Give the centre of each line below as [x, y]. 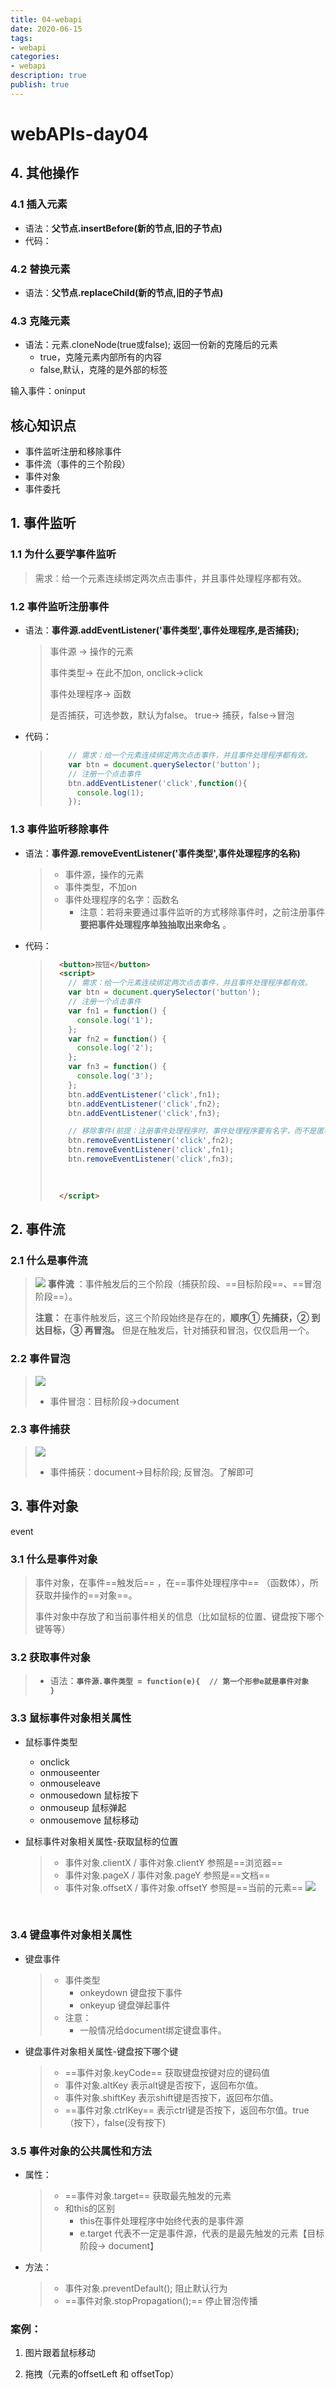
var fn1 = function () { [117, 1011]
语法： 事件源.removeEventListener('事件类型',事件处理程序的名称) [162, 853]
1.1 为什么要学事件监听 [63, 554]
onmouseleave [70, 1783]
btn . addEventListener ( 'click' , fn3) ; [144, 1113]
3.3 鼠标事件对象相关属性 [71, 1718]
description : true [48, 76]
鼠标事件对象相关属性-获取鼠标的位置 [101, 1841]
